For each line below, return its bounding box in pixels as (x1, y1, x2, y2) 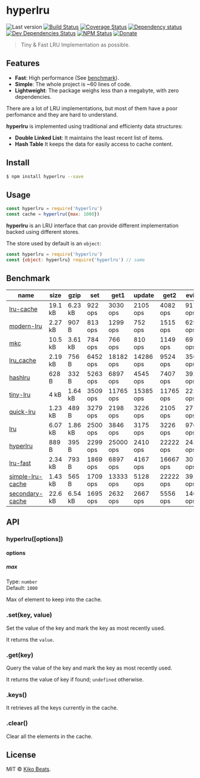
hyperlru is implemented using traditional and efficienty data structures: (6, 123, 183, 130)
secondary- (9, 489, 43, 498)
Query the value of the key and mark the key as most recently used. (6, 664, 173, 671)
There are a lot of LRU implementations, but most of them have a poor (6, 105, 178, 112)
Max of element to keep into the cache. (6, 596, 102, 603)
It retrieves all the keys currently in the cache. (6, 704, 118, 711)
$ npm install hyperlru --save (6, 173, 84, 179)
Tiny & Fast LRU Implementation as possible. (20, 41, 130, 48)
